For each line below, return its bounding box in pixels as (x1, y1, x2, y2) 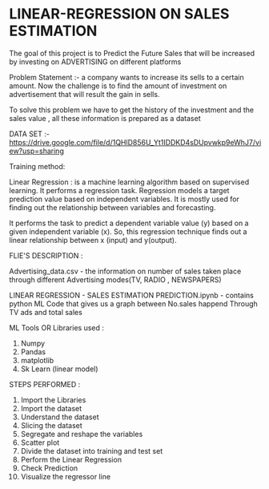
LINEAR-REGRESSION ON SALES (9, 5, 230, 23)
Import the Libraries (20, 394, 86, 405)
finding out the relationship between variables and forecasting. (9, 202, 216, 212)
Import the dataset (20, 403, 82, 413)
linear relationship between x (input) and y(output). (9, 235, 177, 244)
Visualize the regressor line (20, 471, 111, 481)
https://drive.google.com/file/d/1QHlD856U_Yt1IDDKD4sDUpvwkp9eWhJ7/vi (9, 137, 262, 147)
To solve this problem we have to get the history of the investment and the (9, 105, 255, 115)
